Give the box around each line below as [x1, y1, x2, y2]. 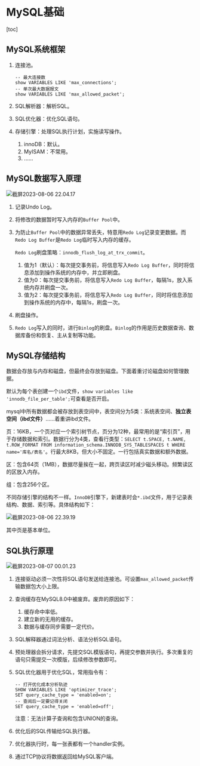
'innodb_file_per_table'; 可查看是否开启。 [6, 395, 112, 402]
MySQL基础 [6, 5, 64, 19]
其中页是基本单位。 [6, 527, 54, 534]
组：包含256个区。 [6, 481, 53, 488]
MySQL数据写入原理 [6, 174, 82, 184]
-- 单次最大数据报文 [14, 86, 59, 92]
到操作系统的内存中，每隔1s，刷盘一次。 [23, 299, 124, 306]
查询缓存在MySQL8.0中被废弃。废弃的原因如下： [14, 595, 136, 603]
